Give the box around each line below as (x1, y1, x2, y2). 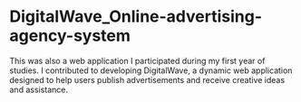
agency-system (9, 25, 131, 46)
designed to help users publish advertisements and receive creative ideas (9, 74, 286, 85)
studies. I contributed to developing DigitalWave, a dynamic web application (9, 65, 293, 76)
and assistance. (9, 84, 69, 95)
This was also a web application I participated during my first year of (9, 55, 266, 66)
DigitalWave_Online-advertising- (9, 6, 263, 27)
